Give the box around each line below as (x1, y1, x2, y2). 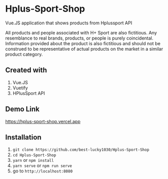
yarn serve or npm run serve (12, 163, 73, 169)
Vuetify (12, 85, 28, 91)
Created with (5, 66, 47, 75)
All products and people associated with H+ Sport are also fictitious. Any (5, 29, 157, 35)
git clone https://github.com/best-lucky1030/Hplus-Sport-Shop (12, 148, 150, 153)
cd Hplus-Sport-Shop (12, 153, 56, 158)
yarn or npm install (12, 157, 54, 163)
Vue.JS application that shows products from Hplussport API (5, 20, 132, 26)
